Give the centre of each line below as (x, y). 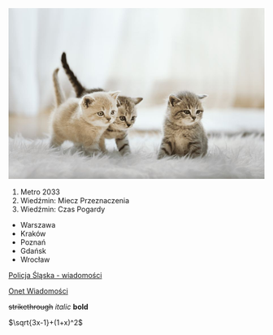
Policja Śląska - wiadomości (55, 275)
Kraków (33, 233)
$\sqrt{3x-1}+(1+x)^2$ (45, 322)
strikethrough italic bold (48, 307)
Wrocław (35, 259)
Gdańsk (33, 251)
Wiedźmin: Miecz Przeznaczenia (75, 200)
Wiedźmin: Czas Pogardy (63, 209)
